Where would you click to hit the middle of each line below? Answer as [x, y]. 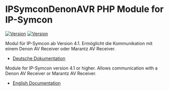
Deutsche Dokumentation [39, 58]
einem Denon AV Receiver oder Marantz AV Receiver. [60, 48]
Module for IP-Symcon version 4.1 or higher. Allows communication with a [81, 68]
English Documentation [37, 83]
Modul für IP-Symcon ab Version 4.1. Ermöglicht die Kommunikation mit [79, 43]
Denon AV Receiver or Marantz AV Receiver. [51, 73]
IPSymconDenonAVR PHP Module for [84, 9]
